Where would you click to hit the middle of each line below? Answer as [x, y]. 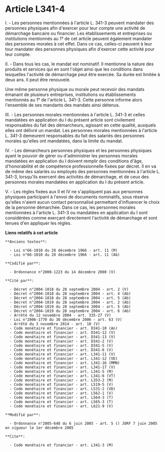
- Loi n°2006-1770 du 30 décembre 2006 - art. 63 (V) [66, 319]
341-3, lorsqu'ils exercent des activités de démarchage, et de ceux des [77, 177]
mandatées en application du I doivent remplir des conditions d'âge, [74, 161]
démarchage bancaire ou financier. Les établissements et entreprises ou [79, 33]
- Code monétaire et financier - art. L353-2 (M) [61, 380]
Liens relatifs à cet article [32, 232]
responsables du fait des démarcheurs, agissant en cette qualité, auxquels [81, 125]
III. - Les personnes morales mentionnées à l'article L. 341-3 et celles [75, 114]
